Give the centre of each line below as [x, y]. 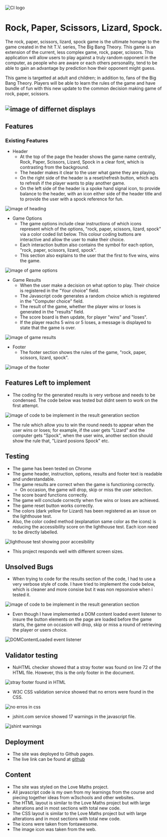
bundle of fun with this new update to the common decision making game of [83, 88]
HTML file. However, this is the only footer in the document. [74, 672]
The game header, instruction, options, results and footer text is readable [87, 474]
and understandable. [34, 479]
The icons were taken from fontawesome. [55, 824]
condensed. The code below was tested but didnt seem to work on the [85, 400]
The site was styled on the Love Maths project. [60, 787]
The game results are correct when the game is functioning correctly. [84, 484]
